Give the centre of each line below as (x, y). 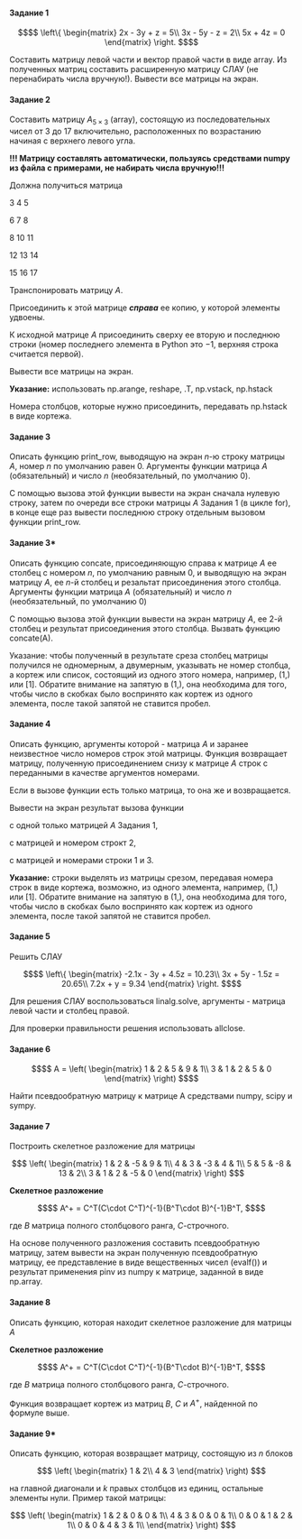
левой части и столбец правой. (69, 1011)
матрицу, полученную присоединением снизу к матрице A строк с (139, 763)
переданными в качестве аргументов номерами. (105, 772)
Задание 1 (29, 13)
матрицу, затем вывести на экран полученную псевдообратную (134, 1253)
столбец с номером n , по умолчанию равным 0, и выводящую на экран (148, 572)
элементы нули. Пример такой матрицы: (88, 1498)
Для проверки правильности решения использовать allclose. (128, 1028)
